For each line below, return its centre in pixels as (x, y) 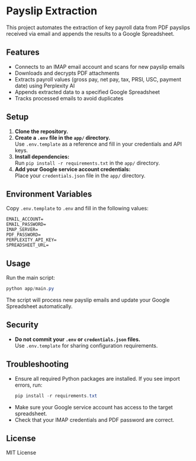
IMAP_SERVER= (22, 230)
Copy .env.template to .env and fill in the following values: (78, 209)
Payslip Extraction (52, 11)
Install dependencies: (42, 156)
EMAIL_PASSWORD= (26, 225)
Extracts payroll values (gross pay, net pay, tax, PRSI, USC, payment (98, 79)
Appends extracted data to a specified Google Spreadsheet (87, 92)
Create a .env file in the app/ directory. (62, 137)
